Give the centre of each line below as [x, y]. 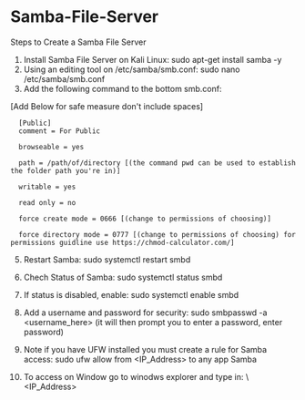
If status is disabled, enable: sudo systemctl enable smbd [131, 294]
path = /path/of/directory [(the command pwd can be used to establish [158, 163]
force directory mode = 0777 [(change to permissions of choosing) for [158, 234]
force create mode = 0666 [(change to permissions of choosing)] [145, 219]
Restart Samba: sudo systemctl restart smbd [107, 259]
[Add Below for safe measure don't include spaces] [107, 106]
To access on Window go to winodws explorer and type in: [133, 376]
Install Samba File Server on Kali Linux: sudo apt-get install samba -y [152, 59]
